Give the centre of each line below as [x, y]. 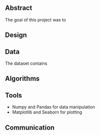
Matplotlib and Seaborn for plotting [47, 112]
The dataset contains [26, 63]
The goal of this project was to [36, 19]
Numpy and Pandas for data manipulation [54, 107]
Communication [30, 127]
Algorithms [22, 79]
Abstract [19, 8]
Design [16, 35]
